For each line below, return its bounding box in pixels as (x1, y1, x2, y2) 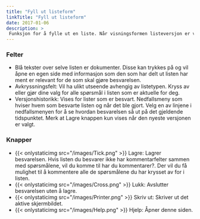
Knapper (6, 136, 32, 144)
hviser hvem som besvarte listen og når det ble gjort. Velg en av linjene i (14, 102, 192, 109)
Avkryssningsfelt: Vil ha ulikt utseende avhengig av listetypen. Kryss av (14, 83, 190, 90)
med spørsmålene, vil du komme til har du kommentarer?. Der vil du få (14, 162, 187, 169)
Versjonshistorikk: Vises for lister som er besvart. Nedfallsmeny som (14, 96, 183, 103)
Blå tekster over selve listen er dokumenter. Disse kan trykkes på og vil (14, 64, 189, 71)
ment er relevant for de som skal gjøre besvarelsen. (14, 77, 142, 84)
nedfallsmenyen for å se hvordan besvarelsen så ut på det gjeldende (14, 108, 183, 115)
